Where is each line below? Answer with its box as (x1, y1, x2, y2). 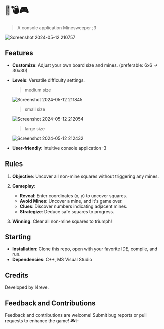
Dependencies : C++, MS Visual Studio (12, 257, 92, 263)
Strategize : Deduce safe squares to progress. (19, 208, 114, 214)
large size (24, 125, 45, 131)
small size (24, 106, 46, 112)
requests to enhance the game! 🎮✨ (5, 318, 79, 324)
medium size (24, 87, 51, 93)
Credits (5, 271, 29, 279)
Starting (5, 232, 31, 241)
